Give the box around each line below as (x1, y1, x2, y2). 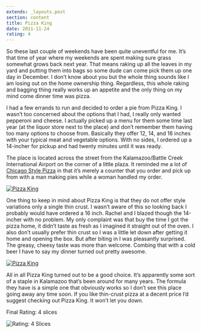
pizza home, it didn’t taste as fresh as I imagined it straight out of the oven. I (6, 222, 194, 229)
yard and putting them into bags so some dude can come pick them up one (6, 67, 192, 74)
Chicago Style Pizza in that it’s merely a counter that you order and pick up (6, 167, 191, 175)
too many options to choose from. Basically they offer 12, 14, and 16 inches (6, 130, 191, 137)
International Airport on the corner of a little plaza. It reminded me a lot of (6, 161, 187, 168)
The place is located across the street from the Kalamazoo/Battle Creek (6, 154, 183, 161)
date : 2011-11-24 (6, 25, 50, 32)
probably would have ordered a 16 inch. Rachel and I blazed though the (6, 210, 182, 217)
